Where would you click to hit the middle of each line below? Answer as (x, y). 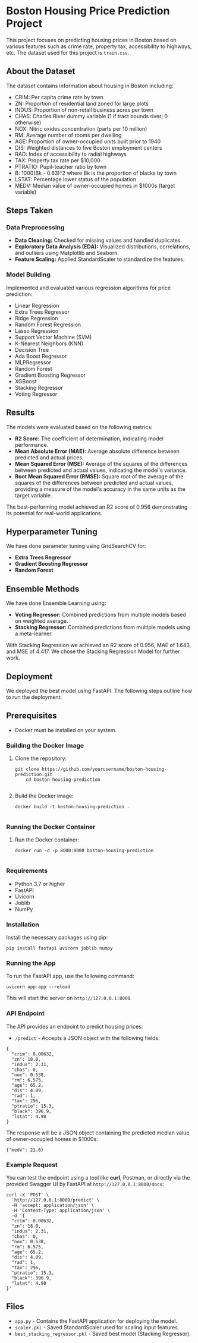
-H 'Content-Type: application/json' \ (61, 1210)
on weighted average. (41, 621)
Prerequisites (32, 716)
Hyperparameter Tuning (52, 532)
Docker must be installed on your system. (66, 730)
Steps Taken (30, 211)
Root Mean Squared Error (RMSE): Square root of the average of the (99, 476)
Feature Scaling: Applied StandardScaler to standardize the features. (100, 259)
